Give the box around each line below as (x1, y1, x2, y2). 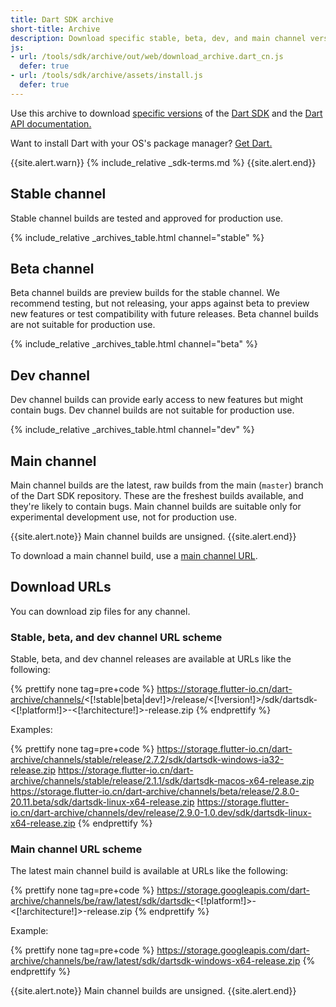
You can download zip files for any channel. (10, 605, 191, 617)
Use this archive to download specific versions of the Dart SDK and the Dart (10, 107, 323, 119)
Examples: (10, 724, 53, 736)
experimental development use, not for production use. (10, 511, 237, 523)
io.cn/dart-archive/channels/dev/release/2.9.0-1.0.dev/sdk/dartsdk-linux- (10, 807, 312, 819)
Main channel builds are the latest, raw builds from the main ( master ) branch (10, 479, 324, 491)
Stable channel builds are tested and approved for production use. (10, 212, 284, 224)
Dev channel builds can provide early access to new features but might (10, 394, 304, 406)
